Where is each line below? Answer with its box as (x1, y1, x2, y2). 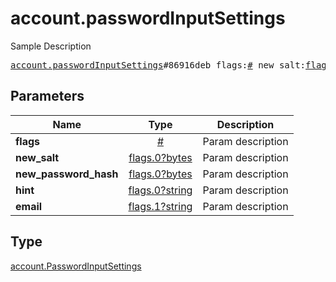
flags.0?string (128, 183, 193, 197)
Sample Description (10, 40, 92, 52)
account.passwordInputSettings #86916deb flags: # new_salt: (10, 59, 307, 71)
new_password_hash (15, 167, 119, 181)
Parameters (10, 88, 85, 105)
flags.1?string (128, 199, 193, 213)
